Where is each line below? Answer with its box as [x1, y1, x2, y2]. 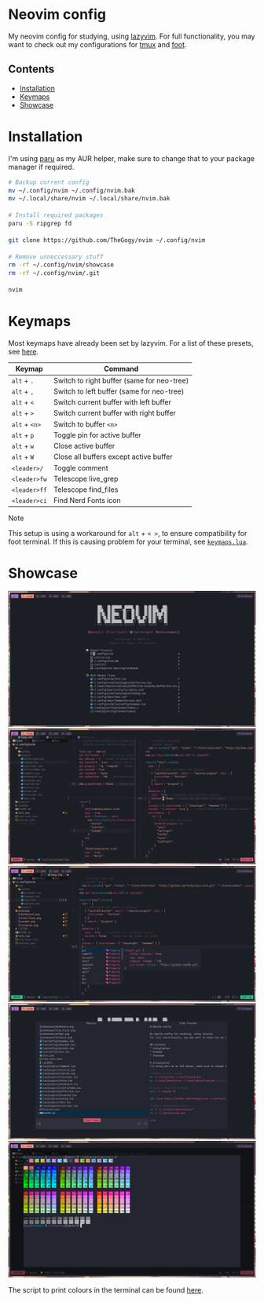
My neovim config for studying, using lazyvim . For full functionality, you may [8, 31, 255, 41]
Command [103, 364, 139, 374]
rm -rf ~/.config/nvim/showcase [8, 261, 114, 269]
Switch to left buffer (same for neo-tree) [53, 387, 185, 396]
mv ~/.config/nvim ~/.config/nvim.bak [8, 186, 135, 194]
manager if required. [8, 162, 75, 171]
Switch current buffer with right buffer [53, 409, 177, 418]
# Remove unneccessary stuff [8, 253, 104, 261]
